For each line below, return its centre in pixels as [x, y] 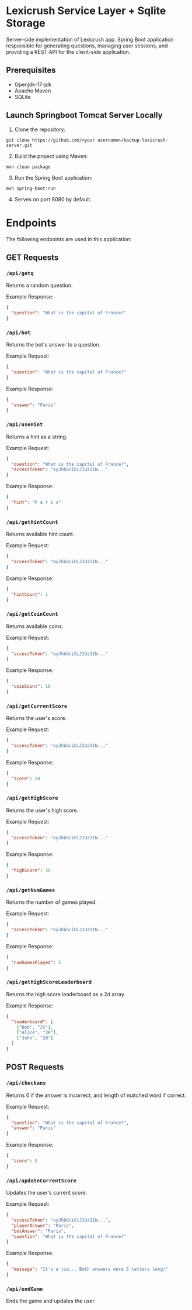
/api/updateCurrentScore [41, 1180]
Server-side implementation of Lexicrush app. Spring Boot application [90, 39]
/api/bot [18, 332]
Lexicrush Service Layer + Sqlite [86, 11]
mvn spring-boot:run [31, 188]
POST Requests [35, 1067]
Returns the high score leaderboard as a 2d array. [66, 994]
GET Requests [32, 257]
